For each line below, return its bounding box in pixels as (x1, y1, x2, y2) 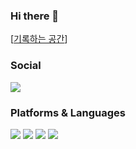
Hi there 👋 (10, 9, 60, 23)
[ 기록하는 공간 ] (10, 33, 68, 45)
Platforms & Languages (10, 105, 126, 119)
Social (10, 59, 42, 73)
